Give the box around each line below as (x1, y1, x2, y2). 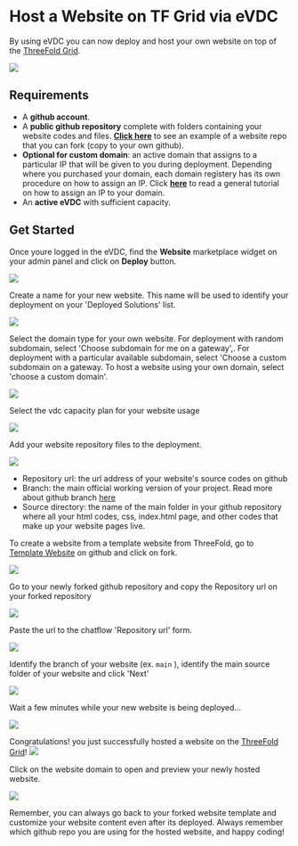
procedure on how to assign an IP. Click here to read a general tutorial (21, 177, 280, 188)
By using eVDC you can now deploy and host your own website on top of (9, 36, 278, 46)
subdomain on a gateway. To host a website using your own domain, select (9, 361, 285, 372)
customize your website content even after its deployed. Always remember (9, 817, 284, 827)
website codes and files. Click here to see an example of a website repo (21, 130, 287, 141)
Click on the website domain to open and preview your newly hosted (9, 764, 261, 775)
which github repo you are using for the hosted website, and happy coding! (9, 826, 285, 837)
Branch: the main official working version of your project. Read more (21, 482, 273, 493)
